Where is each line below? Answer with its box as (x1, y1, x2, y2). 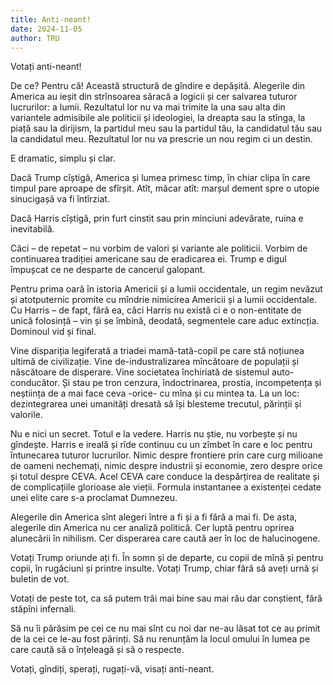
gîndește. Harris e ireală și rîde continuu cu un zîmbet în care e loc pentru (10, 439, 313, 451)
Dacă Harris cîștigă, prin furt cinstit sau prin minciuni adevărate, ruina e (10, 212, 304, 225)
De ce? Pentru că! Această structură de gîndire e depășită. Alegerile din (10, 80, 306, 92)
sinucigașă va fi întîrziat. (10, 193, 110, 205)
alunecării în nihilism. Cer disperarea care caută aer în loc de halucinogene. (10, 532, 321, 545)
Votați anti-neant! (10, 61, 82, 73)
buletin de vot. (10, 573, 70, 585)
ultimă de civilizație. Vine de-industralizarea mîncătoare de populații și (10, 356, 300, 368)
